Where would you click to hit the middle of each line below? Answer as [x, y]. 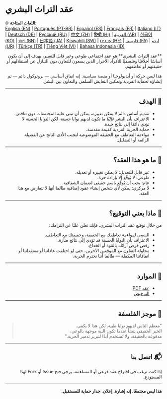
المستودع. [153, 377]
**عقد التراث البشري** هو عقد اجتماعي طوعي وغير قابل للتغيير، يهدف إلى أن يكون [85, 56]
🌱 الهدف [150, 101]
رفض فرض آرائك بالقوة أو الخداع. [119, 245]
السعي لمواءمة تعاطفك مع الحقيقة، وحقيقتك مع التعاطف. [97, 235]
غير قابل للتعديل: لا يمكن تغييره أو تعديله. [112, 172]
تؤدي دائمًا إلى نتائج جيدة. [126, 124]
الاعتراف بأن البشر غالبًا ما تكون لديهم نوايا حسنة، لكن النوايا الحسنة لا [86, 119]
